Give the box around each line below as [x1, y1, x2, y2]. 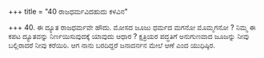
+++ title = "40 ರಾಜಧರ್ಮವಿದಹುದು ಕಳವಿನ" [8, 7, 128, 16]
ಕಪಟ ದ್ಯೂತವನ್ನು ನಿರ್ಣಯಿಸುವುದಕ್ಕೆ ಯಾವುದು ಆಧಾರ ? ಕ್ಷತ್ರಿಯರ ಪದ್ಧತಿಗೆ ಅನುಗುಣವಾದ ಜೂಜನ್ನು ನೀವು [8, 32, 250, 41]
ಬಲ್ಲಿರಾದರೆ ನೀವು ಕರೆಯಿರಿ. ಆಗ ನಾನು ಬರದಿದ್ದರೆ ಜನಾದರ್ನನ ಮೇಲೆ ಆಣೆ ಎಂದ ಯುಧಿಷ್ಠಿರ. [8, 41, 216, 50]
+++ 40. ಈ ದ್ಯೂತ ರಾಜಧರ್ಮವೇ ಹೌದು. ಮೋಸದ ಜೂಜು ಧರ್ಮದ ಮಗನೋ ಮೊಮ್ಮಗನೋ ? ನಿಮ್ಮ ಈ [8, 23, 256, 32]
